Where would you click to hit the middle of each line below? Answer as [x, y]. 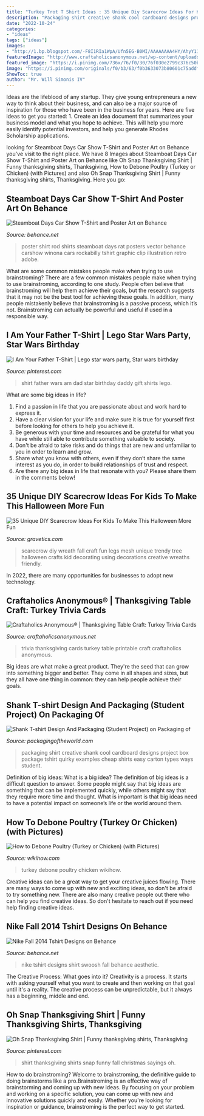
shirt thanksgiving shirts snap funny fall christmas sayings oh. [98, 1063]
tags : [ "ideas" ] [27, 40]
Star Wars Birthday [43, 345]
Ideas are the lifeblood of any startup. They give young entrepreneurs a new [102, 97]
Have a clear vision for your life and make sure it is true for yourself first [105, 419]
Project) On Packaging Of [55, 714]
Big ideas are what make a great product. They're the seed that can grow [98, 667]
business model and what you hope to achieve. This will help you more [95, 123]
